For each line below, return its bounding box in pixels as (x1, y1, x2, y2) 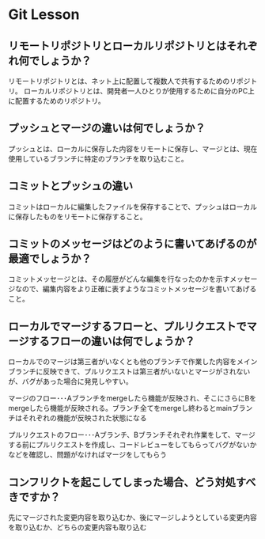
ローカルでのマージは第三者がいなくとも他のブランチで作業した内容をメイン (8, 357, 258, 366)
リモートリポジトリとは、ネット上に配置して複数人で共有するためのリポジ (8, 77, 251, 85)
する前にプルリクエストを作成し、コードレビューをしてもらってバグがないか (8, 440, 257, 450)
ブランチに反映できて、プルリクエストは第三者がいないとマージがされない (8, 366, 251, 377)
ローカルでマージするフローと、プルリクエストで (8, 319, 247, 333)
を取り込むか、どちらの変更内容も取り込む (8, 522, 147, 532)
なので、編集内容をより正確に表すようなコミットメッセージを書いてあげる (14, 284, 257, 294)
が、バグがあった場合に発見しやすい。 (8, 377, 133, 386)
